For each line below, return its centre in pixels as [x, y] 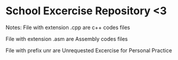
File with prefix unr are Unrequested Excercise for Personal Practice [89, 50]
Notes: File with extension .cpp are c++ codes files [68, 27]
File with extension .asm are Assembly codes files [67, 39]
